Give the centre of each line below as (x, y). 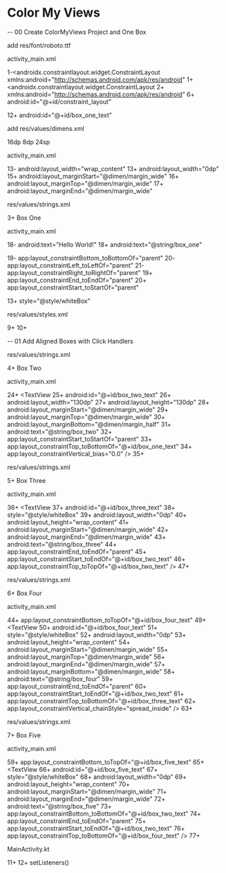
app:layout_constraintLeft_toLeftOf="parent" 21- (76, 265)
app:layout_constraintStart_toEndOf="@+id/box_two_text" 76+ (96, 828)
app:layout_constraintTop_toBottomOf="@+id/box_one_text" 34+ (100, 446)
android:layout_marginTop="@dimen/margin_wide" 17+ (85, 183)
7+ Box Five (24, 735)
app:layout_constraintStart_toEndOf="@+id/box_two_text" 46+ (96, 558)
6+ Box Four (25, 593)
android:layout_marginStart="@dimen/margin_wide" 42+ (88, 529)
